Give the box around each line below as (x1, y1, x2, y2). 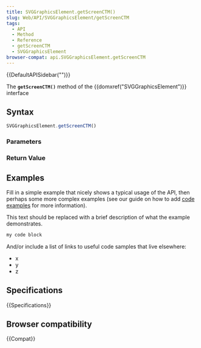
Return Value (6, 154, 46, 162)
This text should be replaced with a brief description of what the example (6, 213, 190, 221)
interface (6, 89, 29, 96)
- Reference (12, 37, 43, 43)
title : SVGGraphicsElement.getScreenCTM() (6, 9, 116, 15)
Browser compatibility (6, 319, 93, 330)
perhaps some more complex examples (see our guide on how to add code (6, 195, 195, 202)
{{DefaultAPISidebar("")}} (6, 71, 71, 78)
